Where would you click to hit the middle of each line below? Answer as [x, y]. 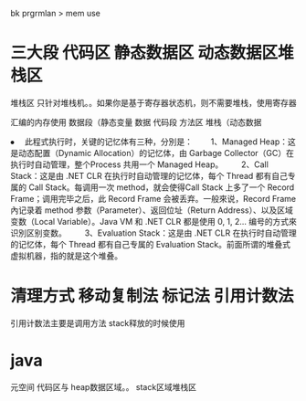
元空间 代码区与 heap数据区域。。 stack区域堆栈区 [104, 386]
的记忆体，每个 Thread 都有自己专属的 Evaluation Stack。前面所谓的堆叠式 [151, 244]
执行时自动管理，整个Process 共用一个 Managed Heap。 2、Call [139, 164]
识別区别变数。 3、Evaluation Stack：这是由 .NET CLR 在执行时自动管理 [153, 233]
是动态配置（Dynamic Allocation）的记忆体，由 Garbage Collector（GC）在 [153, 153]
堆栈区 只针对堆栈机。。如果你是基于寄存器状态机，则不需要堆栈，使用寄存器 [153, 102]
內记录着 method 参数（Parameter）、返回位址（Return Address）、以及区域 [152, 210]
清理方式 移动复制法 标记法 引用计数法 [152, 296]
